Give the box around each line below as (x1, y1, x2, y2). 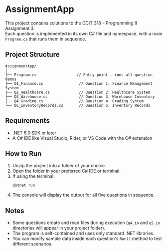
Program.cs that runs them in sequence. (5, 36, 86, 42)
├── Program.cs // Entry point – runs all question (5, 72, 153, 77)
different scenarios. (12, 241, 53, 247)
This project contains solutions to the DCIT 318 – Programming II (5, 20, 137, 26)
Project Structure (5, 50, 60, 59)
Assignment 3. (5, 25, 35, 31)
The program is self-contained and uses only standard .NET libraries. (12, 231, 155, 237)
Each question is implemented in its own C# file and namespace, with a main (5, 30, 163, 36)
